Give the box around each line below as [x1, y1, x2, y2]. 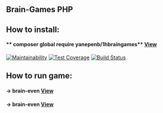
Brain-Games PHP [6, 5, 73, 15]
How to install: [6, 25, 60, 35]
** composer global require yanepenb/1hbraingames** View [6, 41, 157, 48]
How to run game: [6, 71, 73, 81]
